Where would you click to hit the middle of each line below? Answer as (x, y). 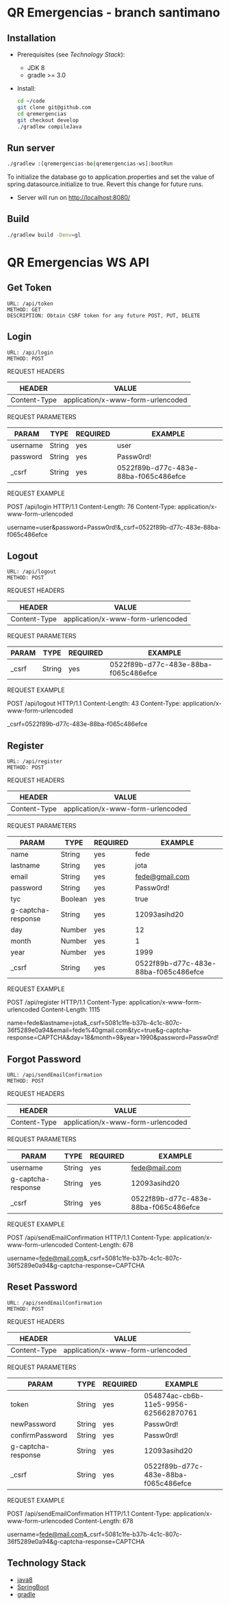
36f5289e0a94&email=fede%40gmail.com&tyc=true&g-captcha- (99, 1030)
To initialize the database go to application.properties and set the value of (111, 177)
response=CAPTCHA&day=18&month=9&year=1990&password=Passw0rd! (113, 1037)
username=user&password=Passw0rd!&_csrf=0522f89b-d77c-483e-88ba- (114, 527)
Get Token (29, 288)
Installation (31, 38)
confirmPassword (39, 1435)
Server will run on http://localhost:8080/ (74, 198)
